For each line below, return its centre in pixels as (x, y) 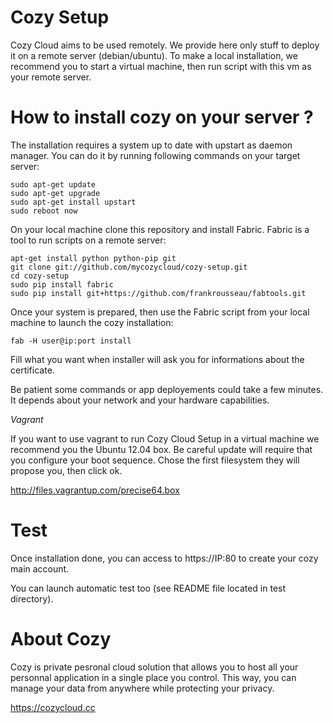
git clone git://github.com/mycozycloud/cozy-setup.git (129, 267)
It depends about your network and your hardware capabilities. (140, 400)
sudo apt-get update (53, 184)
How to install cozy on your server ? (162, 117)
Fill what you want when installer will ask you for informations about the (157, 359)
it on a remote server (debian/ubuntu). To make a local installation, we (154, 55)
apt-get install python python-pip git (93, 258)
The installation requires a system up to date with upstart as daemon (151, 145)
